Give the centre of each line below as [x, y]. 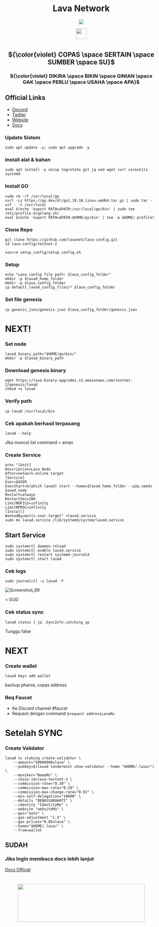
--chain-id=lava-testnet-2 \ [43, 779]
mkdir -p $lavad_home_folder [34, 279]
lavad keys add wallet [28, 676]
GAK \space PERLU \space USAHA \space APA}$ [81, 82]
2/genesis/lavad [21, 385]
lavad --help [18, 434]
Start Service [25, 535]
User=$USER [16, 482]
